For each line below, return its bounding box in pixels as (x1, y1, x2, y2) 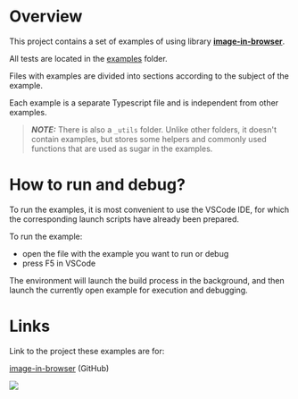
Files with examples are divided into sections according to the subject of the (9, 70, 290, 81)
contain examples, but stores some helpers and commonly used (30, 133, 267, 144)
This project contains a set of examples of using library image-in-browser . (9, 36, 286, 47)
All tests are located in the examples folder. (9, 53, 168, 64)
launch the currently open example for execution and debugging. (9, 284, 248, 295)
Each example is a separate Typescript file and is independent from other (9, 97, 279, 108)
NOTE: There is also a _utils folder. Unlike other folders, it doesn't (30, 123, 277, 135)
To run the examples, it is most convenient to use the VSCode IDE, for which (9, 204, 290, 215)
